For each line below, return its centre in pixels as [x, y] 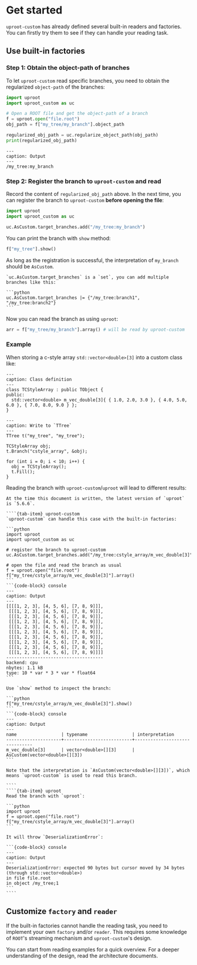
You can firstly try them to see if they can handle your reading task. [87, 32]
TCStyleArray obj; [28, 446]
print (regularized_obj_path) [42, 140]
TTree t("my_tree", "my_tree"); [45, 436]
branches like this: [31, 282]
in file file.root [28, 878]
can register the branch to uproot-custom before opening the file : [85, 201]
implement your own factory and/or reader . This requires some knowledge [97, 932]
